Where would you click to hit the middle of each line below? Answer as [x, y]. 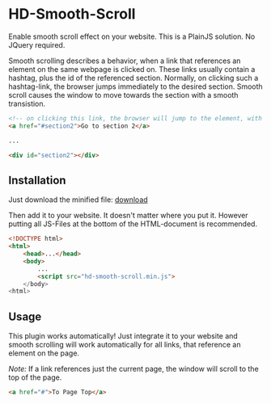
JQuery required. [37, 44]
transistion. [27, 103]
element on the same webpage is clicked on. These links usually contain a [132, 69]
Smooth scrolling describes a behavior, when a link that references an [125, 61]
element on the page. [44, 353]
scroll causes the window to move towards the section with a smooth [123, 95]
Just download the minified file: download [78, 200]
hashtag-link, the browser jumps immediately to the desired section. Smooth [135, 86]
